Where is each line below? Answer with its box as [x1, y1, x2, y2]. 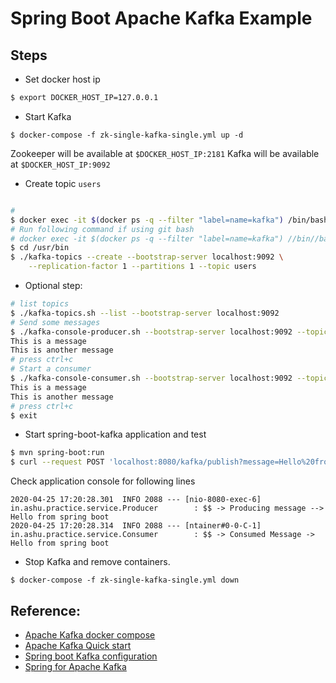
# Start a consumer [10, 364, 92, 374]
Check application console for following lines [10, 475, 196, 487]
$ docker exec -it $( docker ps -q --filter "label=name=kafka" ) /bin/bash [10, 215, 329, 225]
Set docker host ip [24, 73, 101, 85]
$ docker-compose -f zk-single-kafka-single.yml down [10, 575, 240, 586]
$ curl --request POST [10, 457, 105, 467]
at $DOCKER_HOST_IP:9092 [10, 158, 111, 170]
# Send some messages [10, 317, 101, 327]
